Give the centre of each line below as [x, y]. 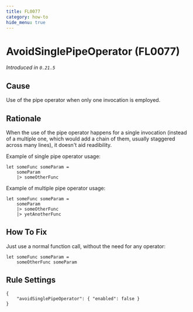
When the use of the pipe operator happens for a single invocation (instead [96, 132]
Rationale [24, 119]
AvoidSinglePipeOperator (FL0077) [93, 51]
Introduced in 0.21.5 [31, 67]
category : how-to [27, 17]
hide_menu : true [26, 22]
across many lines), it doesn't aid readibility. [59, 145]
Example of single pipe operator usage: [54, 156]
